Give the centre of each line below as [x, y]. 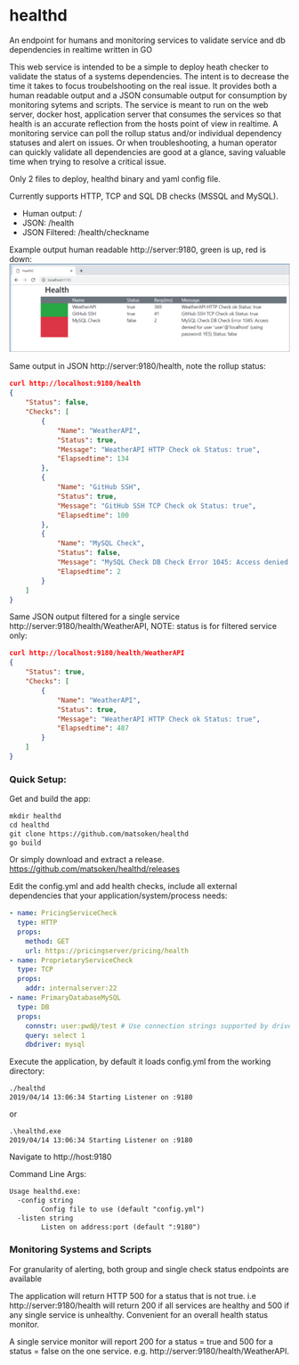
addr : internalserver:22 [71, 989]
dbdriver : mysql [56, 1045]
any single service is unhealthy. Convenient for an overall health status [139, 1314]
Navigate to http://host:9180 [61, 1157]
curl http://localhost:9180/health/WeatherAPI [97, 653]
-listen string [45, 1218]
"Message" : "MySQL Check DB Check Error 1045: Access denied [173, 562]
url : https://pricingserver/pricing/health [107, 951]
